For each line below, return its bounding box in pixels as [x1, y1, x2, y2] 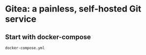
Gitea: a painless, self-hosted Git [5, 3, 142, 14]
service [5, 14, 37, 25]
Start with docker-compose [5, 33, 91, 41]
